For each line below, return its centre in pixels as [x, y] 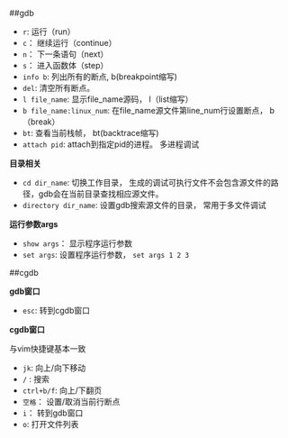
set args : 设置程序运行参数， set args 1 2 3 [106, 255]
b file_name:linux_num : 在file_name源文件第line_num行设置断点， [145, 110]
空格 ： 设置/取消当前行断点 [71, 401]
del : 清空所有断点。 [58, 88]
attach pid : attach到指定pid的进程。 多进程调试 [111, 144]
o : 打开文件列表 [50, 424]
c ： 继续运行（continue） [69, 43]
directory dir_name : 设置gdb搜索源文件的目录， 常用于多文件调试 [144, 205]
